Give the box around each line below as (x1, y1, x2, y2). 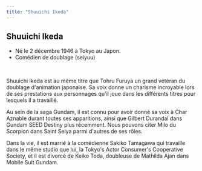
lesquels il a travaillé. (6, 96, 59, 104)
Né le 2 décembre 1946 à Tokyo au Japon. (15, 47, 121, 55)
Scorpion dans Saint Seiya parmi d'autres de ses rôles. (6, 128, 143, 135)
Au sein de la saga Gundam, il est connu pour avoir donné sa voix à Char (6, 109, 187, 116)
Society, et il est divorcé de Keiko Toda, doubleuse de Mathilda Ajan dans (6, 152, 189, 159)
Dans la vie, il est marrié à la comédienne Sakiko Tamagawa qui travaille (6, 139, 186, 147)
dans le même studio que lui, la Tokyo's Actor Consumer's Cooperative (6, 146, 183, 153)
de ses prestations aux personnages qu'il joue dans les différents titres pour (6, 90, 196, 98)
